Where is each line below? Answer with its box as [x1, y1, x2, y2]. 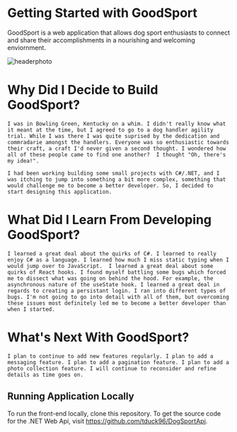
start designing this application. [7, 188, 112, 195]
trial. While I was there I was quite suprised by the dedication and [7, 132, 220, 139]
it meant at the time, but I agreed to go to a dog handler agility [7, 126, 214, 134]
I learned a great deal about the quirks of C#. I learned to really [7, 250, 217, 257]
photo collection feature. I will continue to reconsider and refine [7, 365, 217, 372]
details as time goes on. [7, 371, 83, 378]
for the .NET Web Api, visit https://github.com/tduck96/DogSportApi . [7, 416, 208, 425]
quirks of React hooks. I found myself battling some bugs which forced [7, 269, 226, 276]
